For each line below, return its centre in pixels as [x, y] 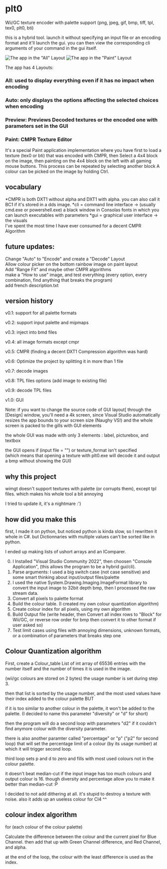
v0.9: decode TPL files [28, 391]
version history [29, 301]
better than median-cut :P [32, 784]
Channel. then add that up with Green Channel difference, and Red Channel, [83, 842]
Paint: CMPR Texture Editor [39, 139]
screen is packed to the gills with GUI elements [53, 426]
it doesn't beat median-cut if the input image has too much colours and [78, 773]
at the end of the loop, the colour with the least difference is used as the [79, 857]
